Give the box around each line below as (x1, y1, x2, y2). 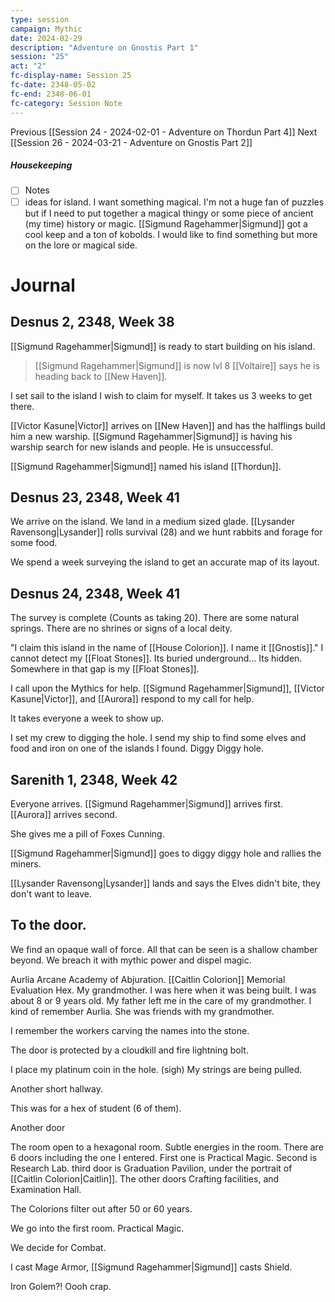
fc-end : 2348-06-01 (10, 89, 92, 99)
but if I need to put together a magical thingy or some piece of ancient (24, 207, 314, 219)
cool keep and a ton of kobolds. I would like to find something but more (24, 228, 318, 240)
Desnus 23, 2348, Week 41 (10, 489, 180, 506)
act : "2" (10, 61, 47, 71)
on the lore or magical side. (24, 239, 138, 251)
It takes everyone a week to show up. (10, 712, 165, 725)
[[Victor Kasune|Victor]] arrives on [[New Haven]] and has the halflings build (10, 419, 326, 431)
